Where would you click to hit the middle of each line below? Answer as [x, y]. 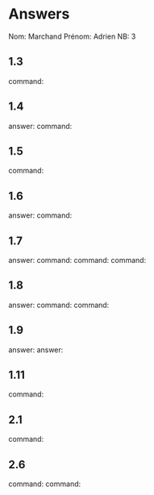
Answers [39, 14]
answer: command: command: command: [77, 260]
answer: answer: [36, 349]
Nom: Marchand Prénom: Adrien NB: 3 [72, 36]
